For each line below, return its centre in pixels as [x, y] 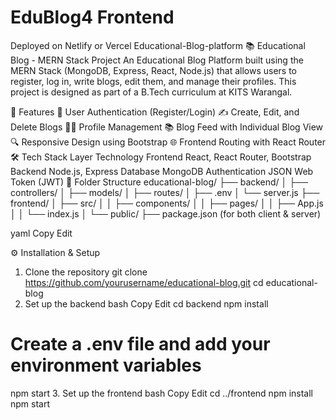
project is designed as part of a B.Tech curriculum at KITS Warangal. [151, 92]
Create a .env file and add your [140, 344]
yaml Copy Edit [41, 233]
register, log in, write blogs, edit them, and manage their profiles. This [153, 81]
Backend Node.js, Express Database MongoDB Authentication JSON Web [162, 171]
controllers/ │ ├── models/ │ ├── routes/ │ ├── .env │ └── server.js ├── [165, 192]
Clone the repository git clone [86, 272]
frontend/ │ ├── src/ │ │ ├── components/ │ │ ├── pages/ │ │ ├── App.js [167, 203]
